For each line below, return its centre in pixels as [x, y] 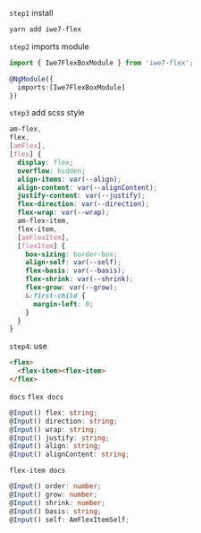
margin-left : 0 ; [63, 304]
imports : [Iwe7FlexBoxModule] [71, 87]
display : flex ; [46, 162]
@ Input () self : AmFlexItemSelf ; [69, 520]
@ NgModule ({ [31, 79]
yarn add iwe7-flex [46, 30]
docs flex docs [37, 397]
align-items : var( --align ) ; [70, 179]
